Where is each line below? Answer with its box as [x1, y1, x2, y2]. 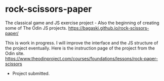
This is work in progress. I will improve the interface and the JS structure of [5, 40, 159, 45]
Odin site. [5, 50, 25, 56]
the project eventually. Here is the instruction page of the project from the [5, 45, 155, 51]
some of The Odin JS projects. [5, 25, 68, 31]
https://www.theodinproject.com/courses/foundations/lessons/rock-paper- [5, 55, 158, 61]
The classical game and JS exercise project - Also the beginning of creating [5, 20, 160, 26]
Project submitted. [12, 70, 50, 76]
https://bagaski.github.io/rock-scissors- [68, 25, 149, 31]
